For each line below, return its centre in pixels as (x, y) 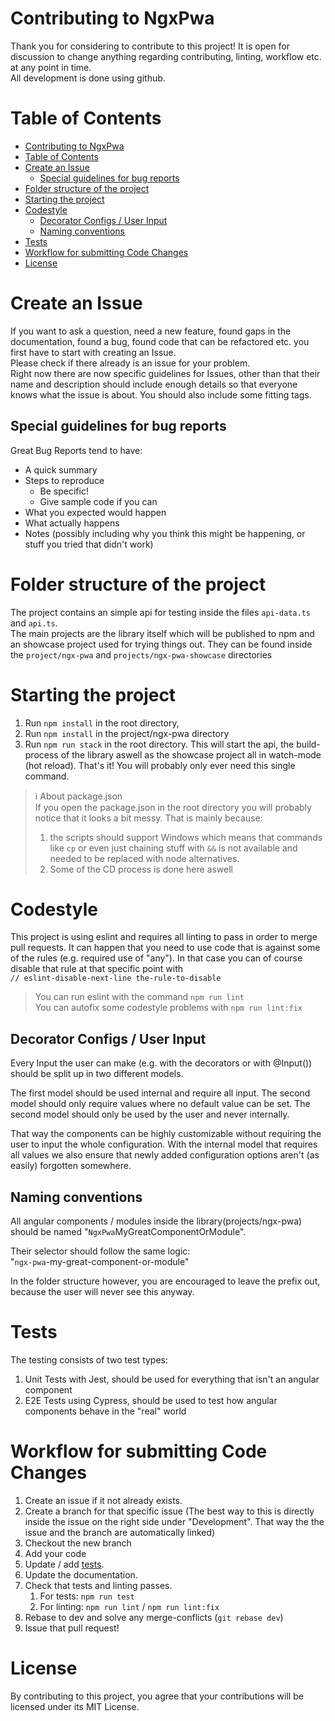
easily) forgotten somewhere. (71, 1166)
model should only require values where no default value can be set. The (160, 1104)
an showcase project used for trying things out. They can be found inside (161, 644)
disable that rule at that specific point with (97, 969)
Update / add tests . (64, 1564)
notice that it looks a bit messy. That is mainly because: (148, 818)
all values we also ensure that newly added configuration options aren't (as (165, 1155)
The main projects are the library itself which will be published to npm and (162, 633)
